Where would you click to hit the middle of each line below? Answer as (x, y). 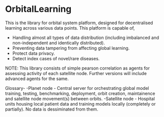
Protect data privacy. (34, 53)
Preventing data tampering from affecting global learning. (71, 48)
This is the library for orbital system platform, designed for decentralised (79, 23)
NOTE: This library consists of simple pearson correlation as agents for (78, 68)
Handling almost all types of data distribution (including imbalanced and (86, 38)
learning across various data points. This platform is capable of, (70, 28)
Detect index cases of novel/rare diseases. (56, 58)
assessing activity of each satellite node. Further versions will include (76, 73)
